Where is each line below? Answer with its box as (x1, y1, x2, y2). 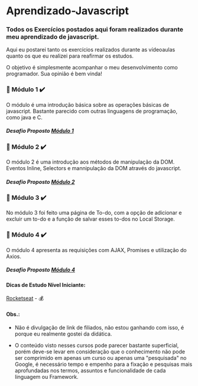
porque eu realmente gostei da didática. (14, 330, 112, 337)
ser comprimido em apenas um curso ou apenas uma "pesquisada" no (14, 354, 187, 361)
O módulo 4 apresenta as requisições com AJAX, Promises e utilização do (6, 246, 187, 253)
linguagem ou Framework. (14, 373, 79, 380)
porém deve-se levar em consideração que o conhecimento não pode (14, 348, 185, 355)
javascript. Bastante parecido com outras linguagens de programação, (6, 107, 178, 114)
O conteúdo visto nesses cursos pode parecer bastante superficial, (14, 342, 179, 349)
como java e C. (6, 114, 43, 121)
